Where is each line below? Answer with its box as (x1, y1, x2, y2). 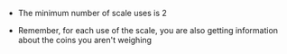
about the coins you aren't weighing (17, 35, 152, 45)
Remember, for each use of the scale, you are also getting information (17, 25, 278, 35)
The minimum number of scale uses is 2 (17, 8, 167, 18)
